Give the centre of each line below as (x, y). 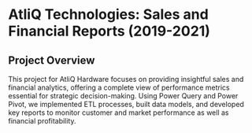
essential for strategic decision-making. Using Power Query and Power (123, 96)
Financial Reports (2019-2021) (109, 31)
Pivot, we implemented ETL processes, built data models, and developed (126, 104)
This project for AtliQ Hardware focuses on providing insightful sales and (126, 79)
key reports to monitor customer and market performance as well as (119, 113)
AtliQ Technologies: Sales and (108, 15)
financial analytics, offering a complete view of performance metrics (119, 87)
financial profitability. (42, 121)
